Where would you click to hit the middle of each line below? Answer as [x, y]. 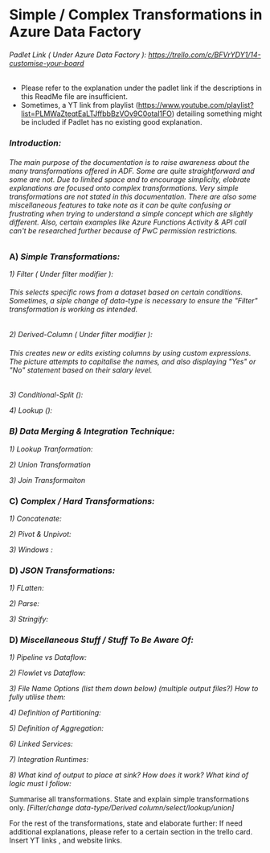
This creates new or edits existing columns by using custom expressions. [130, 352]
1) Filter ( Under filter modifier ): [61, 274]
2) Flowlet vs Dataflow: [47, 673]
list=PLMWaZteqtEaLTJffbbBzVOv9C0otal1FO [96, 113]
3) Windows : [31, 550]
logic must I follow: [40, 784]
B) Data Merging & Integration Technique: [92, 431]
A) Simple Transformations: [65, 257]
